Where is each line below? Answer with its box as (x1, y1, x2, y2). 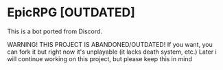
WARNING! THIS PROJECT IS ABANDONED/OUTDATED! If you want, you (7, 40, 213, 48)
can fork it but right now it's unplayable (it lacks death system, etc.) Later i (7, 48, 218, 56)
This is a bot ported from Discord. (7, 27, 103, 35)
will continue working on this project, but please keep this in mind (7, 54, 192, 63)
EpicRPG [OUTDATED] (7, 5, 136, 20)
